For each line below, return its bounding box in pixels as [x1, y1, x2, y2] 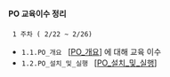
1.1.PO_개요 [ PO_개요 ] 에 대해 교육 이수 [20, 47, 162, 58]
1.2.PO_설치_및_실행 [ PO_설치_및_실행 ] [20, 58, 158, 68]
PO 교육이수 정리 [8, 8, 67, 19]
